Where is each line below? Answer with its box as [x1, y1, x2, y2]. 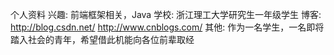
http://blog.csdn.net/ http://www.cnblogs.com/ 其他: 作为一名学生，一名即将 [10, 21, 325, 33]
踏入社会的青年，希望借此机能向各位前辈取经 [10, 34, 195, 45]
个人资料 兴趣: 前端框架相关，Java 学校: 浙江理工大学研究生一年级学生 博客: [10, 9, 322, 20]
